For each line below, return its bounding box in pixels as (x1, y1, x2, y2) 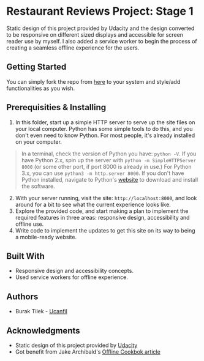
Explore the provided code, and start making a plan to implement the (15, 207, 189, 215)
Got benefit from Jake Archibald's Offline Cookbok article (15, 348, 161, 355)
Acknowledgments (6, 326, 81, 336)
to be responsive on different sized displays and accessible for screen (6, 31, 184, 38)
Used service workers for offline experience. (15, 274, 129, 281)
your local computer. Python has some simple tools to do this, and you (15, 125, 193, 132)
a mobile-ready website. (15, 233, 77, 240)
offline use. (15, 220, 44, 228)
